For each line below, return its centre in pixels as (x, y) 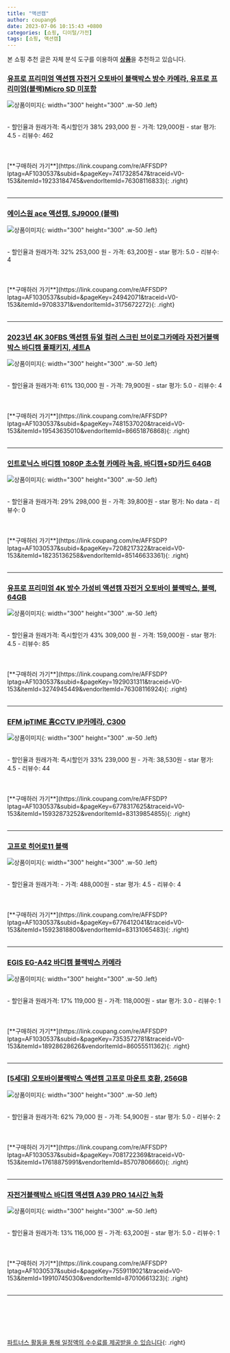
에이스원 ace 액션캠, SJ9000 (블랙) (63, 214)
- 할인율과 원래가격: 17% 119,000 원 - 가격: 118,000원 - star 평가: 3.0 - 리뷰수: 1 (114, 1000)
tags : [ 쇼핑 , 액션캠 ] (34, 39)
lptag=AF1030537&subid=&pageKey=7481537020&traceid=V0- (96, 424)
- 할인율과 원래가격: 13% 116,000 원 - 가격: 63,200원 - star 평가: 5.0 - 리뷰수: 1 (114, 1233)
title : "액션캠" (28, 13)
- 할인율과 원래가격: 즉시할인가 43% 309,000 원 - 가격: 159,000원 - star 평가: (112, 635)
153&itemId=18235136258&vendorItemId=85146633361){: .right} (98, 556)
